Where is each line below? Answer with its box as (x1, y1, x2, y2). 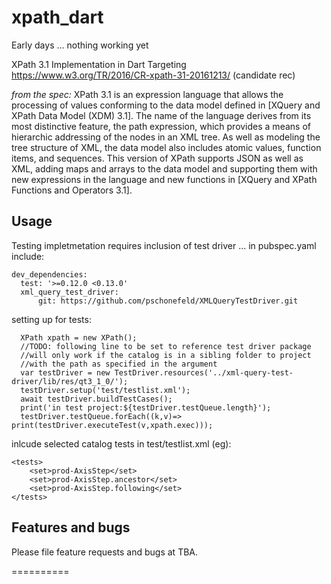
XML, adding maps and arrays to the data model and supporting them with (11, 162, 318, 175)
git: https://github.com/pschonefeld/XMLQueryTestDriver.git (37, 296, 299, 306)
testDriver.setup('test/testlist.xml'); (20, 385, 191, 395)
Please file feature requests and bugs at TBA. (11, 546, 199, 558)
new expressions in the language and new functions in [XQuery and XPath (11, 173, 318, 185)
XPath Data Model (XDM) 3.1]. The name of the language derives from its (11, 109, 312, 121)
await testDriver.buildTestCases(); (20, 394, 173, 404)
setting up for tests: (11, 313, 92, 325)
